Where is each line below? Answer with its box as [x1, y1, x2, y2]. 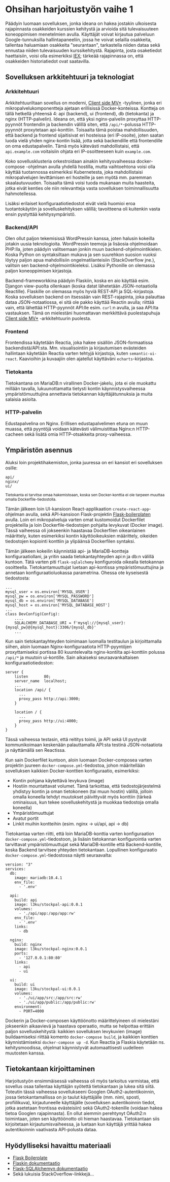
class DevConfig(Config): [5, 611, 60, 617]
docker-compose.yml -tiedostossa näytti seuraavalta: [5, 852, 113, 858]
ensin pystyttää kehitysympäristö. [5, 211, 76, 217]
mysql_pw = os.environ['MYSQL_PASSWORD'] [5, 593, 94, 599]
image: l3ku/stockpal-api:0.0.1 [14, 902, 83, 907]
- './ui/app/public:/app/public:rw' [18, 1000, 96, 1005]
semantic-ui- [129, 352, 157, 357]
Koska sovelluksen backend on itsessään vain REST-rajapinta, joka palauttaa [5, 294, 165, 300]
